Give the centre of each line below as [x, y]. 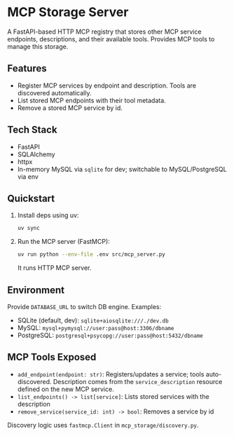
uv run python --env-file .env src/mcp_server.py [91, 254]
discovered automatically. [54, 93]
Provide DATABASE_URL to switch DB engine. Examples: [84, 306]
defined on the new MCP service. [66, 389]
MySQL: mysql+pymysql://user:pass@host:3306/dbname [96, 327]
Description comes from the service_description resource [138, 381]
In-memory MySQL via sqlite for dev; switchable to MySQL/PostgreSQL [122, 169]
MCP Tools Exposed [52, 357]
